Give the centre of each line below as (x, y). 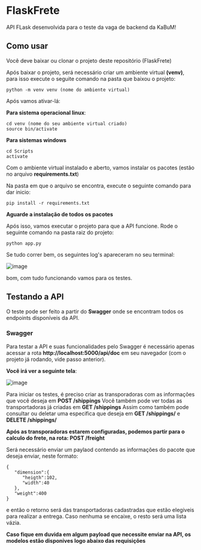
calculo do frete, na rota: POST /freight (55, 438)
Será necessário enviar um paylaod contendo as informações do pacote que (101, 449)
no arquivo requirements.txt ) (43, 174)
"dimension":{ (32, 472)
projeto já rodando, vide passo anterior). (56, 359)
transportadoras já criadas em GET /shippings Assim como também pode (97, 407)
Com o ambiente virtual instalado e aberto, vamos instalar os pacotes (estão (100, 167)
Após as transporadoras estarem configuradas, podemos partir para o (95, 431)
